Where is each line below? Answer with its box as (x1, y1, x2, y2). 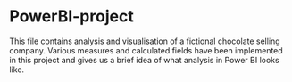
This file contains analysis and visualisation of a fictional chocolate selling (9, 36, 280, 46)
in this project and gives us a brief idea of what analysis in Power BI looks (9, 54, 279, 65)
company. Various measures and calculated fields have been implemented (9, 45, 283, 55)
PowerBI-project (9, 6, 134, 27)
